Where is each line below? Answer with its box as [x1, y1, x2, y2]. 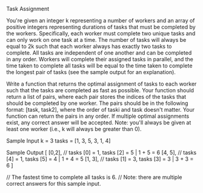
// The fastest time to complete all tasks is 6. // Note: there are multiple [6, 174, 182, 181]
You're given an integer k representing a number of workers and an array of [6, 17, 195, 24]
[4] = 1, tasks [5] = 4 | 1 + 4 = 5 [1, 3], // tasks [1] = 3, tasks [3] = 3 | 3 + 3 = [6, 155, 194, 163]
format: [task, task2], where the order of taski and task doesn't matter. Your [6, 106, 195, 113]
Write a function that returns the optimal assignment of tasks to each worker [6, 80, 197, 87]
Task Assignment [6, 5, 50, 12]
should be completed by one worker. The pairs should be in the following [6, 100, 188, 107]
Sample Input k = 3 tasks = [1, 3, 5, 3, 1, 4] [6, 137, 111, 144]
